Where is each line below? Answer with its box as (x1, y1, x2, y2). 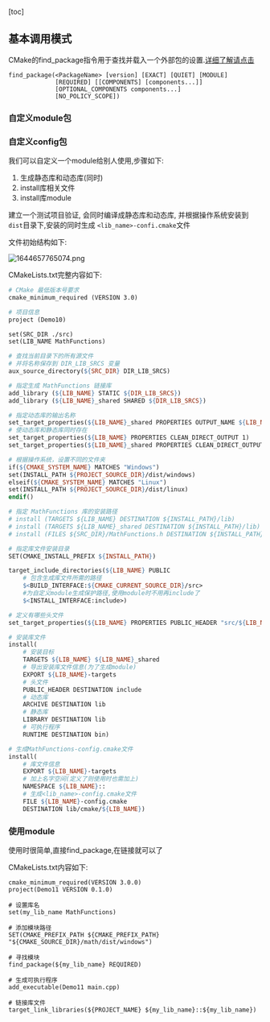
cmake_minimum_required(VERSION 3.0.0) (8, 878, 142, 887)
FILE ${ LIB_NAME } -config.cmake (22, 797, 128, 805)
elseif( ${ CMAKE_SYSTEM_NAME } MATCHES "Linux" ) (8, 478, 167, 486)
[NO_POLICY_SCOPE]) (55, 92, 121, 100)
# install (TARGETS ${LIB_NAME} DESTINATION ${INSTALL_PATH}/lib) (8, 515, 235, 523)
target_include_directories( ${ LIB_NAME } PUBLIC (8, 567, 171, 575)
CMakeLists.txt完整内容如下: (8, 270, 102, 280)
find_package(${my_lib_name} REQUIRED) (8, 960, 142, 969)
